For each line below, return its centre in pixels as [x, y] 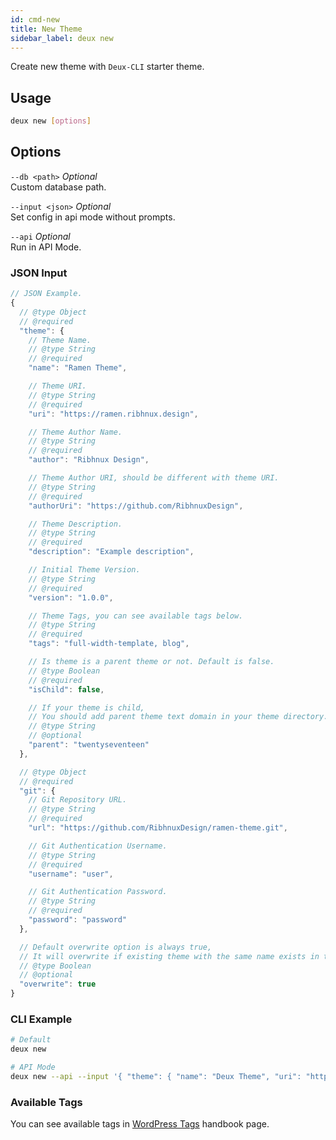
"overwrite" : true [58, 984]
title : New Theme [46, 29]
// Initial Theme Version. [84, 570]
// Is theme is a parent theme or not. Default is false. [151, 662]
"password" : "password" [78, 920]
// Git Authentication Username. [98, 846]
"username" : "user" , [71, 874]
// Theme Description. [75, 524]
